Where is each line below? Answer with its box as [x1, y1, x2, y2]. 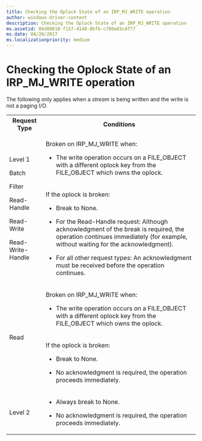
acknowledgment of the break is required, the [56, 224, 185, 233]
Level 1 [9, 155, 30, 163]
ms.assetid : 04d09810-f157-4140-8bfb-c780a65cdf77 [6, 25, 136, 32]
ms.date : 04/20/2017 [6, 31, 58, 37]
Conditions [103, 120, 135, 128]
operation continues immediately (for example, [56, 232, 188, 241]
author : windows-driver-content [6, 14, 87, 21]
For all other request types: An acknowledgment [56, 253, 192, 262]
